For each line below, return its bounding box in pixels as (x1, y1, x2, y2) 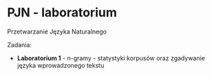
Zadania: (7, 40, 32, 49)
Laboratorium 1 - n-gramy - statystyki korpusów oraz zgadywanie (17, 53, 205, 62)
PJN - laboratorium (7, 5, 117, 21)
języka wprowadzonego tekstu (17, 61, 105, 69)
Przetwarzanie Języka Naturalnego (7, 27, 107, 36)
